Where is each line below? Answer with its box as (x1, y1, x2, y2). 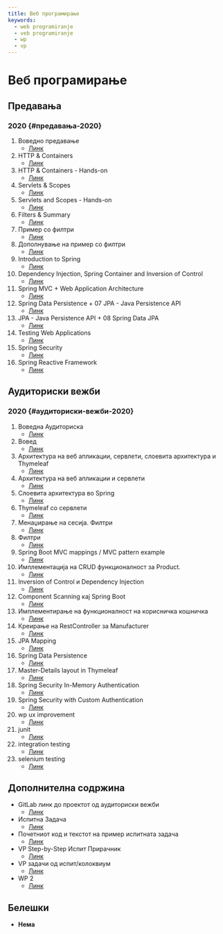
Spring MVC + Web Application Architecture (17, 284, 144, 293)
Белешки (8, 901, 49, 914)
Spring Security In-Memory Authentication (17, 680, 139, 689)
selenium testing (17, 755, 65, 763)
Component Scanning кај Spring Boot (17, 592, 126, 600)
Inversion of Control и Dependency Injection (17, 577, 145, 586)
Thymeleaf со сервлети (17, 503, 87, 511)
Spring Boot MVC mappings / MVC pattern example (17, 548, 166, 556)
